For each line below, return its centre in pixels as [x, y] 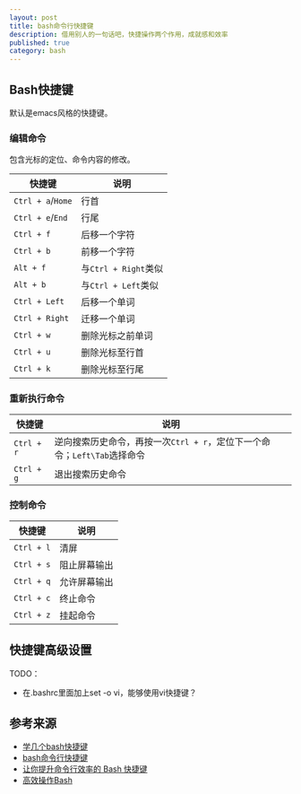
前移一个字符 [108, 252]
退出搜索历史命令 [90, 474]
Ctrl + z [32, 615]
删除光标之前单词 [117, 336]
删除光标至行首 [113, 353]
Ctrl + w [32, 336]
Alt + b [30, 285]
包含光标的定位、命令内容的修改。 [72, 160]
